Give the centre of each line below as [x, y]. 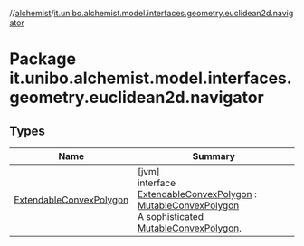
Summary [214, 156]
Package [43, 59]
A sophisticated [170, 217]
